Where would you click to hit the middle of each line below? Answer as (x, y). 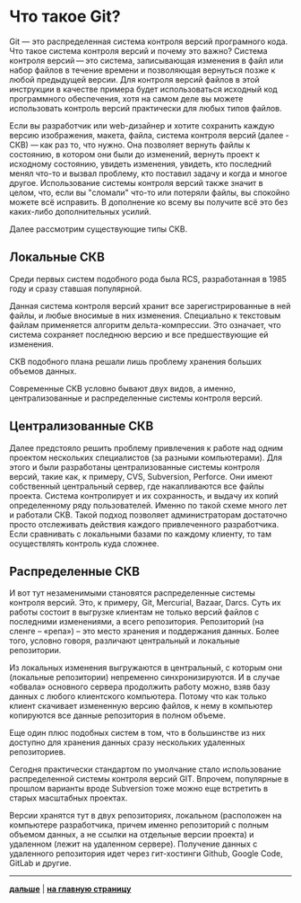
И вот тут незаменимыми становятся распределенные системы (132, 593)
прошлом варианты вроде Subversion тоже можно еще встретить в (139, 789)
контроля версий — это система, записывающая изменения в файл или (146, 60)
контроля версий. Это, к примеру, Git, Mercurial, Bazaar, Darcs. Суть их (145, 603)
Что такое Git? (65, 17)
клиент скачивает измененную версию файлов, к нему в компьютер (141, 706)
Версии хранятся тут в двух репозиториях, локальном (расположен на (146, 816)
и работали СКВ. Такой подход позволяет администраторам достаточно (149, 515)
